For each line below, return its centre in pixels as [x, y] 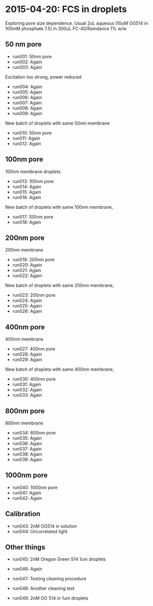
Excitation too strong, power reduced [43, 77]
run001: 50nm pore [32, 56]
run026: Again [27, 311]
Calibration [23, 514]
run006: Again [27, 97]
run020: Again [27, 265]
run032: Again [27, 390]
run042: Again [27, 498]
